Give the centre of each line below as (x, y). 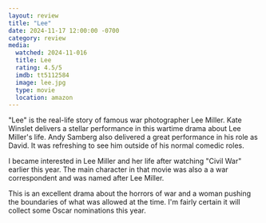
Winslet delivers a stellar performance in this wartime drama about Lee (125, 129)
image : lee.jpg (41, 82)
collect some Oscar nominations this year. (77, 211)
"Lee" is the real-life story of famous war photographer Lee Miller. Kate (125, 120)
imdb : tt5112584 (42, 75)
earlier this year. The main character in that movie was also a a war (119, 169)
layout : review (34, 16)
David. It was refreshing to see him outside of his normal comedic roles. (127, 145)
